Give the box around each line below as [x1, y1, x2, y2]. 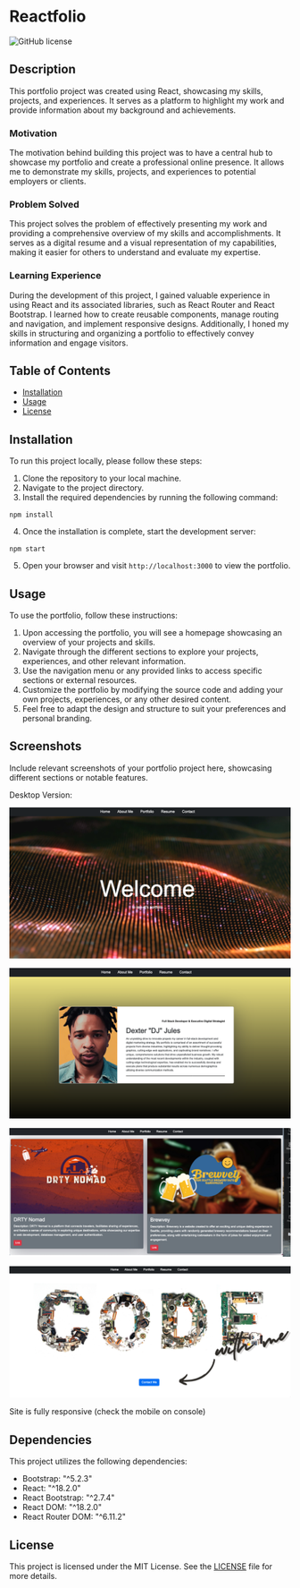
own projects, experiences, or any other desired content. [21, 694, 232, 704]
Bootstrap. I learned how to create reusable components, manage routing [9, 309, 279, 320]
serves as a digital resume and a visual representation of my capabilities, [9, 237, 277, 248]
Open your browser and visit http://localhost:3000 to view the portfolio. [21, 560, 291, 571]
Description [9, 62, 76, 77]
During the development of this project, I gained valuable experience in [9, 289, 271, 301]
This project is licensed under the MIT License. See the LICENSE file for [9, 1561, 273, 1572]
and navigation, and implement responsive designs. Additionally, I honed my [9, 318, 289, 329]
